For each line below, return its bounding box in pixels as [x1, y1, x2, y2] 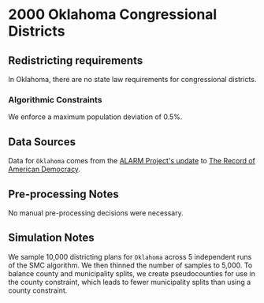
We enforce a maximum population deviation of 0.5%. [8, 112, 183, 122]
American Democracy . [8, 164, 81, 174]
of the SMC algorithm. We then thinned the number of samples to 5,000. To [8, 260, 253, 270]
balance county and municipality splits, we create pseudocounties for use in [8, 268, 256, 278]
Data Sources [8, 135, 76, 148]
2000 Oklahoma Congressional [8, 6, 218, 24]
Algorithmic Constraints [8, 94, 102, 105]
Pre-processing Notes [8, 187, 120, 200]
